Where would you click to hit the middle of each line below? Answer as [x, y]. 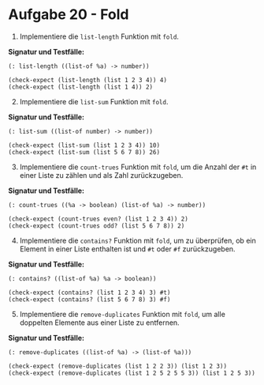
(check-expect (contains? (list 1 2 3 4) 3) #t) [89, 293]
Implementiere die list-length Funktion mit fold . [99, 36]
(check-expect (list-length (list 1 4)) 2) [81, 87]
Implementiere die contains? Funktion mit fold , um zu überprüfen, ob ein [138, 240]
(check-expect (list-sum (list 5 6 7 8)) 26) [84, 152]
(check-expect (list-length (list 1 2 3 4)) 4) [88, 80]
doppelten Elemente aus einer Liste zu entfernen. [99, 323]
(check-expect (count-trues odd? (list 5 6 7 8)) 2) [97, 226]
